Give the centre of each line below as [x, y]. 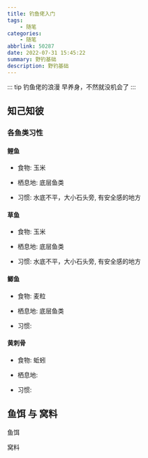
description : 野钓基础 [38, 66]
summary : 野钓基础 [32, 60]
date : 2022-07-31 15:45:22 [46, 53]
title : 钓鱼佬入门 [31, 14]
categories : [24, 33]
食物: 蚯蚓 [31, 360]
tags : [15, 20]
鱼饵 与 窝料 [32, 414]
